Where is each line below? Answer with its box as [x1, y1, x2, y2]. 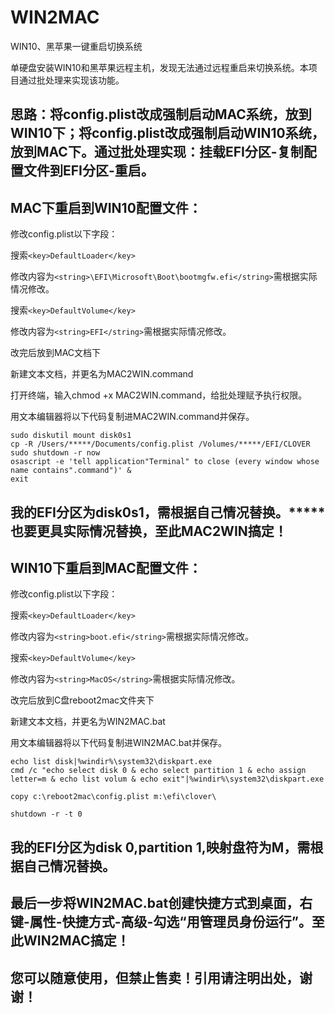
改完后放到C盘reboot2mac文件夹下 [10, 694, 155, 706]
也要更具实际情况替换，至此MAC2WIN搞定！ [10, 522, 288, 540]
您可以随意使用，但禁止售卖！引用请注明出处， [10, 969, 300, 986]
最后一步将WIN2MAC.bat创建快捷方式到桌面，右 [10, 895, 313, 912]
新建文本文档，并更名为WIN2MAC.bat [10, 716, 166, 728]
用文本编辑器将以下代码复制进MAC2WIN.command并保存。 [10, 411, 255, 423]
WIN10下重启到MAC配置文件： [10, 559, 202, 576]
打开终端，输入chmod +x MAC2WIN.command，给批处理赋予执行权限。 [10, 389, 308, 401]
